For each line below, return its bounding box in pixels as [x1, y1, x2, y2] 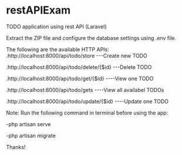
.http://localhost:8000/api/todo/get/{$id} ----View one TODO [6, 75, 154, 82]
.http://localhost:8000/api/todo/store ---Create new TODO [6, 52, 148, 59]
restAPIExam [6, 4, 71, 17]
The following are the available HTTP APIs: [6, 45, 110, 53]
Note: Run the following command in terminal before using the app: [6, 109, 168, 116]
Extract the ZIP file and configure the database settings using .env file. [6, 34, 177, 41]
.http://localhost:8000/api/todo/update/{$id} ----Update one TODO [6, 98, 169, 105]
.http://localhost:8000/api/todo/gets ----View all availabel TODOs [6, 86, 164, 93]
